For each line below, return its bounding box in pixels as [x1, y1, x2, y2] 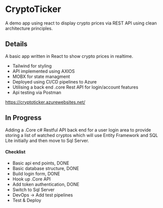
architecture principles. [5, 25, 53, 31]
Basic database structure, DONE [12, 165, 79, 171]
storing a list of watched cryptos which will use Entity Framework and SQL [5, 132, 158, 138]
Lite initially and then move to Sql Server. [5, 137, 89, 143]
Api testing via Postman [12, 89, 61, 95]
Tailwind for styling [12, 62, 52, 68]
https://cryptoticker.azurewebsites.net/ [5, 99, 85, 105]
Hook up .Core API [12, 176, 51, 182]
